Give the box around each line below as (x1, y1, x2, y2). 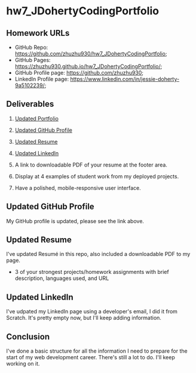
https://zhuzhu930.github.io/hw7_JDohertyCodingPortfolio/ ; (14, 63, 163, 70)
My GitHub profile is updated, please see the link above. (6, 217, 145, 224)
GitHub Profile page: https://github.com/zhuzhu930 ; (14, 69, 144, 76)
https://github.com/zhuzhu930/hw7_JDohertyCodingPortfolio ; (14, 50, 167, 57)
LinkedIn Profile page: (14, 76, 69, 82)
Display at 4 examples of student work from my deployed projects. (14, 172, 179, 180)
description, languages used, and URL (14, 275, 109, 282)
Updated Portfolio (14, 115, 59, 122)
